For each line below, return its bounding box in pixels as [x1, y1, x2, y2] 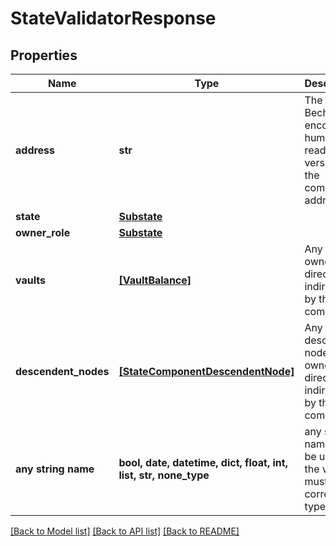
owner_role [15, 226, 71, 239]
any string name [15, 462, 95, 476]
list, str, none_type [118, 468, 210, 482]
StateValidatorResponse [10, 7, 217, 30]
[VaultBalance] [118, 273, 192, 287]
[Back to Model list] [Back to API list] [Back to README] [10, 525, 240, 537]
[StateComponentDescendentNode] [118, 365, 295, 378]
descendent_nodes [15, 365, 110, 378]
